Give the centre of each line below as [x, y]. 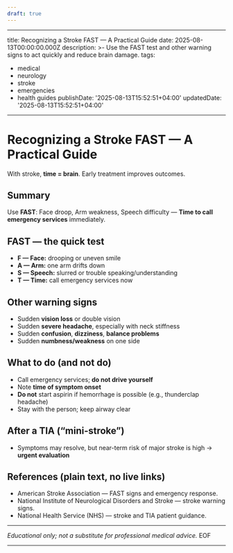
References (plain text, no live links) [86, 477]
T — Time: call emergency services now [75, 280]
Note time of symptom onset [59, 387]
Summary [29, 195]
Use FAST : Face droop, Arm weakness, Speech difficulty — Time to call [110, 212]
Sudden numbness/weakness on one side [78, 341]
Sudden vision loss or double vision [69, 319]
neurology [32, 75]
